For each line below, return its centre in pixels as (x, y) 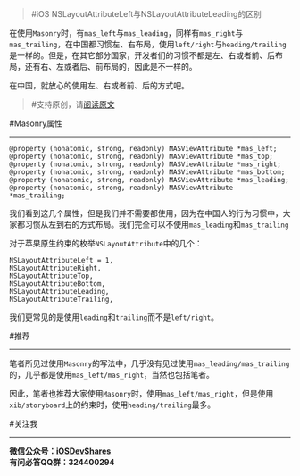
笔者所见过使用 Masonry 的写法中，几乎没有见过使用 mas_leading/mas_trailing (150, 363)
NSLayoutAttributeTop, (51, 276)
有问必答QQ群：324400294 (62, 462)
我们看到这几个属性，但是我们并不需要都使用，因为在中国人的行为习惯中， (146, 213)
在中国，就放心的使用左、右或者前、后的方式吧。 (99, 85)
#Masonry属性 (36, 123)
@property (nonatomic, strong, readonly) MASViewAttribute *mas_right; (145, 164)
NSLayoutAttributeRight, (55, 268)
